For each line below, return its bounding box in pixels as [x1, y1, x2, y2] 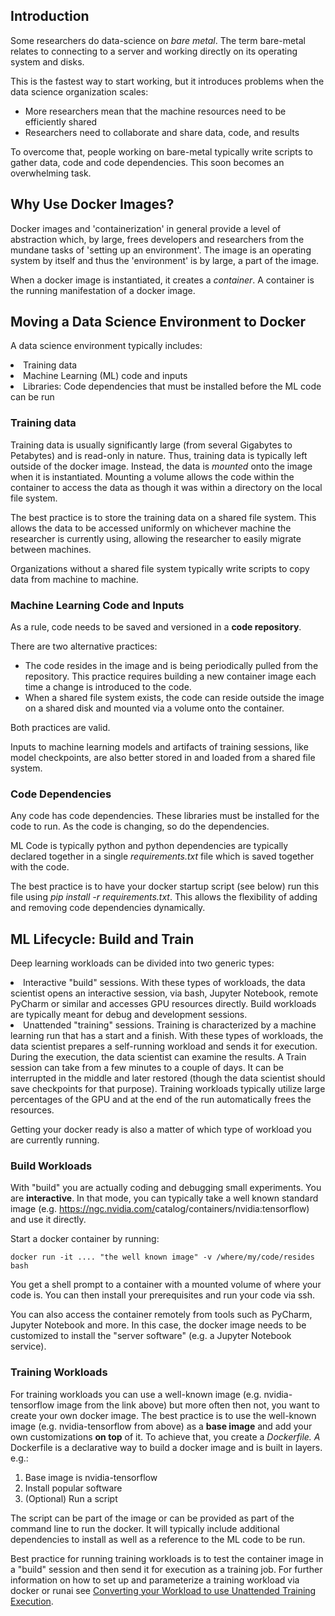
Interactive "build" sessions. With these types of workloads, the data [23, 977, 306, 989]
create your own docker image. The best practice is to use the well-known [10, 1409, 317, 1421]
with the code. [10, 861, 70, 873]
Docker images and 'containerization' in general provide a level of [10, 222, 282, 234]
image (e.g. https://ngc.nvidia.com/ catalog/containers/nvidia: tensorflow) [10, 1203, 310, 1215]
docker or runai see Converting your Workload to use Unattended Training [10, 1584, 317, 1596]
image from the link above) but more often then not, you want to [56, 1399, 320, 1411]
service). [10, 1340, 47, 1353]
